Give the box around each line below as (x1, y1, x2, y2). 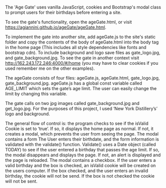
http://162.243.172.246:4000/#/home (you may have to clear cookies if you (5, 60, 159, 66)
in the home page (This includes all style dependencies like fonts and (5, 45, 147, 50)
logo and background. (5, 111, 51, 117)
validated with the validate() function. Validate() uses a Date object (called (5, 141, 156, 147)
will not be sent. (5, 178, 38, 184)
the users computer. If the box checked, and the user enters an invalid (5, 168, 149, 174)
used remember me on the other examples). (5, 65, 95, 71)
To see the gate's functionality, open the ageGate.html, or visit (5, 19, 132, 25)
